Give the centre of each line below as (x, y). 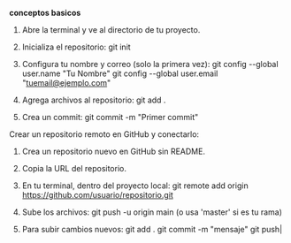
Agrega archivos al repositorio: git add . (94, 100)
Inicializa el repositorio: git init (76, 47)
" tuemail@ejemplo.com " (66, 83)
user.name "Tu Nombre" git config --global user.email (120, 73)
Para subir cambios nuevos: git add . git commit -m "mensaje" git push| (152, 229)
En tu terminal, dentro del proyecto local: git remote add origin (135, 186)
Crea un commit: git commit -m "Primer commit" (110, 117)
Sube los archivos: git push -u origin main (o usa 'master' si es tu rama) (152, 212)
